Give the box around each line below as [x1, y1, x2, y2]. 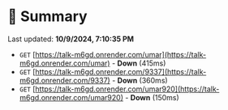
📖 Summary [7, 7, 88, 26]
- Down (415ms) [111, 58, 166, 68]
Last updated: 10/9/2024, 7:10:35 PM [7, 34, 135, 44]
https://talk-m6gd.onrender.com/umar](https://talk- [35, 49, 207, 59]
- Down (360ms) [111, 75, 168, 85]
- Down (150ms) [124, 92, 179, 102]
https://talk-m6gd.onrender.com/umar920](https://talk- [35, 84, 220, 94]
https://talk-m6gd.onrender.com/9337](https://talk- [35, 66, 207, 76]
